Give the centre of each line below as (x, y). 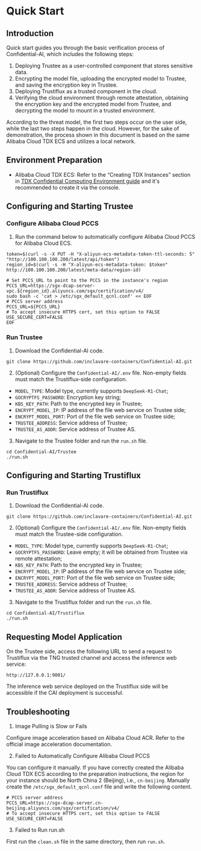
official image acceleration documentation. (59, 745)
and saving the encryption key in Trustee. (66, 85)
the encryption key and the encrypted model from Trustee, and (93, 104)
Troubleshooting (38, 712)
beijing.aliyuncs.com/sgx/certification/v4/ (63, 808)
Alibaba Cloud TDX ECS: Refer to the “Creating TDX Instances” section (103, 174)
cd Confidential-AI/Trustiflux (45, 613)
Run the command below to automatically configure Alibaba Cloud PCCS (105, 236)
